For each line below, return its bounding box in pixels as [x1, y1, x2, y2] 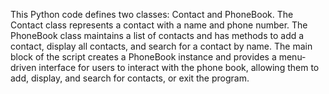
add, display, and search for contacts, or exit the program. [10, 72, 250, 84]
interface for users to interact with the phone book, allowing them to [38, 62, 320, 73]
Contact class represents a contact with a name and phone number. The [10, 19, 308, 31]
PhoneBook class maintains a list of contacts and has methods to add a [10, 30, 305, 41]
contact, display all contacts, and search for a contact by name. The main [10, 40, 313, 52]
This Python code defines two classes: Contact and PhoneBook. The [10, 9, 294, 20]
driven [10, 62, 37, 73]
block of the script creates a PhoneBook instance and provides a [10, 51, 277, 63]
